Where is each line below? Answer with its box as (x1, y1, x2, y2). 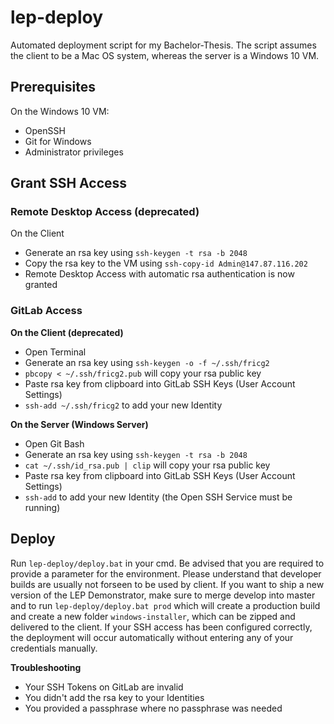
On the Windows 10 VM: (10, 105, 110, 117)
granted (24, 279, 58, 291)
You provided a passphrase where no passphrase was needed (24, 702, 283, 714)
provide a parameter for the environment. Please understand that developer (10, 567, 322, 580)
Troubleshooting (10, 661, 82, 673)
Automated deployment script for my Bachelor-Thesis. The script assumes (10, 39, 317, 51)
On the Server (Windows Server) (10, 418, 149, 430)
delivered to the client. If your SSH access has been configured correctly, (10, 621, 313, 633)
